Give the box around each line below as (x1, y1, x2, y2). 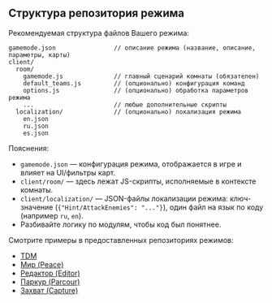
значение (19, 202, 54, 212)
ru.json (23, 122, 49, 130)
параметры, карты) (8, 50, 71, 59)
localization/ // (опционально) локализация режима (15, 107, 242, 116)
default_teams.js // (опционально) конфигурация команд (23, 79, 245, 88)
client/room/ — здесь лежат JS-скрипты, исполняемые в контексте (19, 176, 257, 186)
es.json (23, 129, 49, 137)
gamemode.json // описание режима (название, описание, (8, 44, 256, 52)
